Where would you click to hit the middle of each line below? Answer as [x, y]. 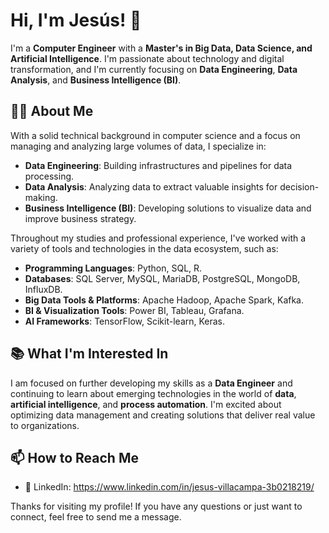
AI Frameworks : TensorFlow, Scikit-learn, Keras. [125, 321]
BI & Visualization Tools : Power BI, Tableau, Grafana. [134, 310]
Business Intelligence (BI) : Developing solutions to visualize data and [168, 208]
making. [41, 197]
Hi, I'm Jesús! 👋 [76, 20]
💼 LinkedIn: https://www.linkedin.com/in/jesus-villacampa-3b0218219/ [169, 487]
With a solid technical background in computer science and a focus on [155, 135]
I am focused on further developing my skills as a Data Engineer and [151, 383]
